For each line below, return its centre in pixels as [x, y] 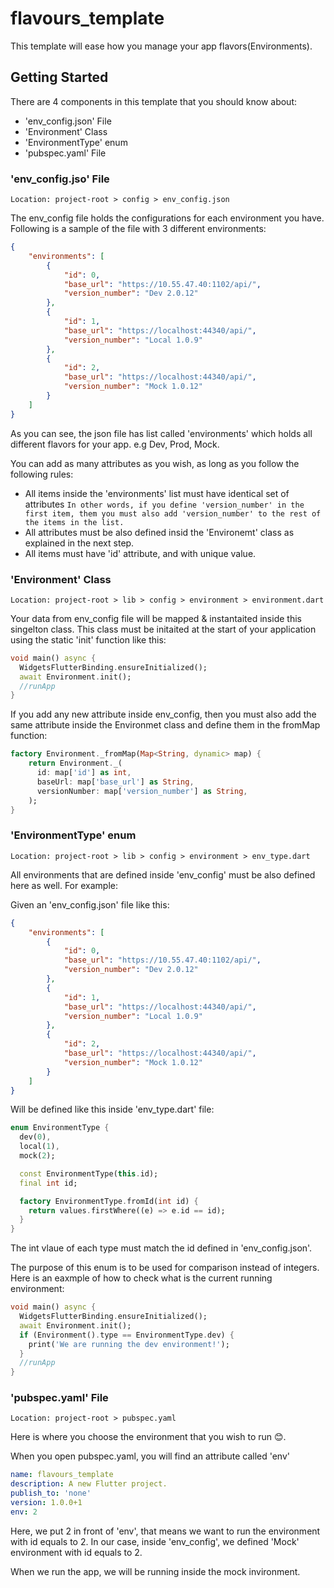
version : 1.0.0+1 [46, 1503]
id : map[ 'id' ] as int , [84, 773]
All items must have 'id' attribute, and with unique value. [140, 553]
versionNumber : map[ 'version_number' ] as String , [142, 791]
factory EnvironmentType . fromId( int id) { [109, 1201]
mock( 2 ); [37, 1156]
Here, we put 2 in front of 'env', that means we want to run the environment [165, 1531]
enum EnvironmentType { [60, 1128]
